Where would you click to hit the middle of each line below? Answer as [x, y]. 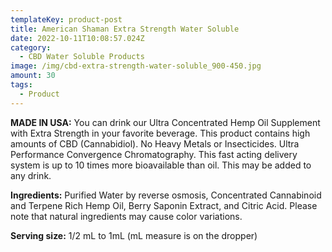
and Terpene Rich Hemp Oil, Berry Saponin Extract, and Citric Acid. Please [164, 205]
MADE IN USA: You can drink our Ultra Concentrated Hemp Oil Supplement [165, 122]
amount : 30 [33, 76]
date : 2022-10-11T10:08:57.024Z [77, 38]
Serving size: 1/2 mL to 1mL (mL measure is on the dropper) [134, 235]
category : [31, 47]
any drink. [31, 175]
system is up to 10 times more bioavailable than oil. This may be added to [161, 165]
